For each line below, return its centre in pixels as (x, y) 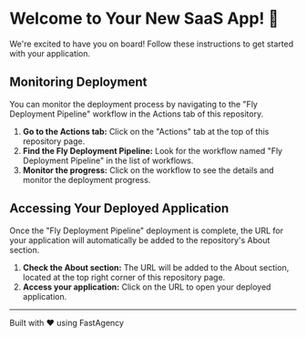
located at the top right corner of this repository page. (124, 277)
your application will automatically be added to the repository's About (140, 240)
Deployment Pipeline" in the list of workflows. (108, 160)
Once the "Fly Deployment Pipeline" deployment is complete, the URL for (147, 230)
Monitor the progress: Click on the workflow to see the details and (148, 170)
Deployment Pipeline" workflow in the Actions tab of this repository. (137, 114)
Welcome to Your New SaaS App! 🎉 (144, 19)
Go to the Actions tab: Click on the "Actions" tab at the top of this (146, 131)
